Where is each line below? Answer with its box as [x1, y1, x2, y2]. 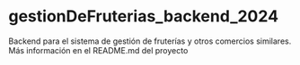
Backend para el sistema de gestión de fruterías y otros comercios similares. [8, 36, 292, 46]
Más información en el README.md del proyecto [8, 45, 189, 55]
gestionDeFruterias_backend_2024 [8, 6, 279, 27]
